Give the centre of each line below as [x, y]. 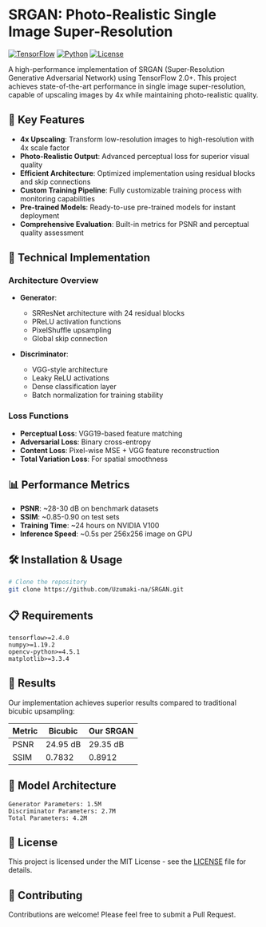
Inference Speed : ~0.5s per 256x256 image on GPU [106, 534]
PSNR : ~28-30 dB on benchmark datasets [89, 508]
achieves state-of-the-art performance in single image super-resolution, [127, 86]
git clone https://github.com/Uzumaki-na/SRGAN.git [96, 590]
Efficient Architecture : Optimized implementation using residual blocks [137, 173]
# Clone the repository [48, 582]
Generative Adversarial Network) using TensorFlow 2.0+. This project [123, 78]
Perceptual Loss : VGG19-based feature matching [101, 433]
